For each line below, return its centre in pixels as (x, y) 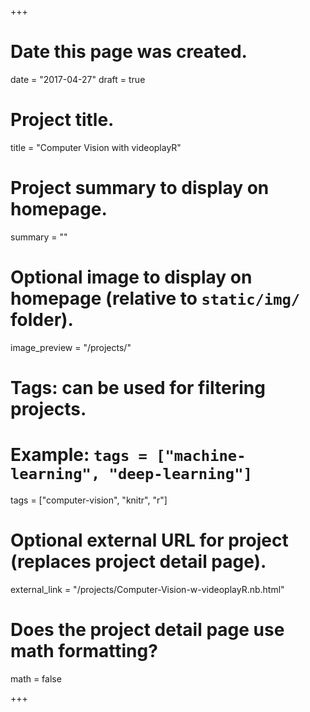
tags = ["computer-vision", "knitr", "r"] (89, 500)
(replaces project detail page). (138, 562)
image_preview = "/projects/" (71, 347)
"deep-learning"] (180, 474)
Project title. (62, 120)
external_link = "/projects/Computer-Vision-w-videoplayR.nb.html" (147, 589)
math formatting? (84, 651)
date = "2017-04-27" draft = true (78, 79)
